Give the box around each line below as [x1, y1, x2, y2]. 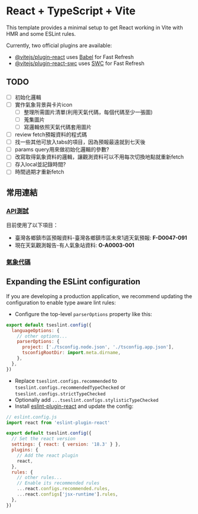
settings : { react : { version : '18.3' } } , [11, 441, 121, 448]
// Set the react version [11, 436, 76, 442]
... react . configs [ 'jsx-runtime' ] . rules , [17, 491, 118, 497]
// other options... [17, 333, 68, 339]
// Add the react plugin [17, 452, 78, 459]
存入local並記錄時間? [14, 161, 67, 168]
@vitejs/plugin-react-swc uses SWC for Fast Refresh [14, 60, 144, 67]
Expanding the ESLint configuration [6, 277, 141, 287]
